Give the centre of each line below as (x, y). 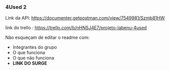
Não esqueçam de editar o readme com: (47, 38)
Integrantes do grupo (35, 47)
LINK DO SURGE (30, 63)
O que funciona (29, 53)
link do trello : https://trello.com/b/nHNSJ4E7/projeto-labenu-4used (76, 28)
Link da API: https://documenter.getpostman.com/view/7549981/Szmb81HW (85, 18)
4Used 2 (16, 7)
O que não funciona (33, 58)
